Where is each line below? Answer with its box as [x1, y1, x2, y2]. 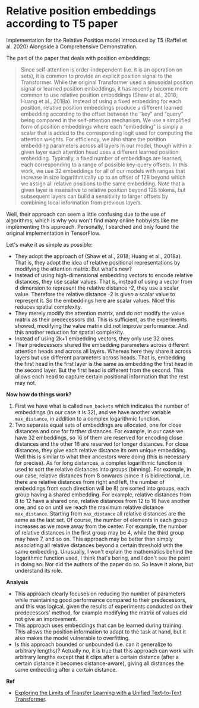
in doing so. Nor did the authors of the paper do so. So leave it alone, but [14, 560, 194, 567]
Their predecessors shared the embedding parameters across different [14, 341, 189, 348]
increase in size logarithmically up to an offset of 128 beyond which [20, 173, 186, 181]
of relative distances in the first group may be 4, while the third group [14, 529, 185, 536]
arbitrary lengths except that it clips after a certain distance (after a [14, 653, 179, 660]
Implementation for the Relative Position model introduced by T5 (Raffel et [6, 36, 187, 44]
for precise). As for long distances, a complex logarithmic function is [14, 459, 182, 466]
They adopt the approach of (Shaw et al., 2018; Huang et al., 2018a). [14, 252, 182, 260]
